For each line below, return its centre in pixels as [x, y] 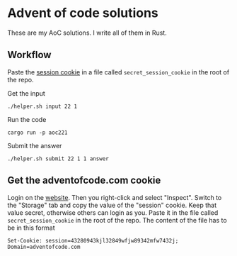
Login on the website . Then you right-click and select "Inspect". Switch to [115, 197]
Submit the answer [35, 145]
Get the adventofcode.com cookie [84, 180]
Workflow [29, 55]
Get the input [27, 93]
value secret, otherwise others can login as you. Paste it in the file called [113, 212]
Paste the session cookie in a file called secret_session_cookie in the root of [118, 72]
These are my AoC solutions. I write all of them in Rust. [87, 33]
